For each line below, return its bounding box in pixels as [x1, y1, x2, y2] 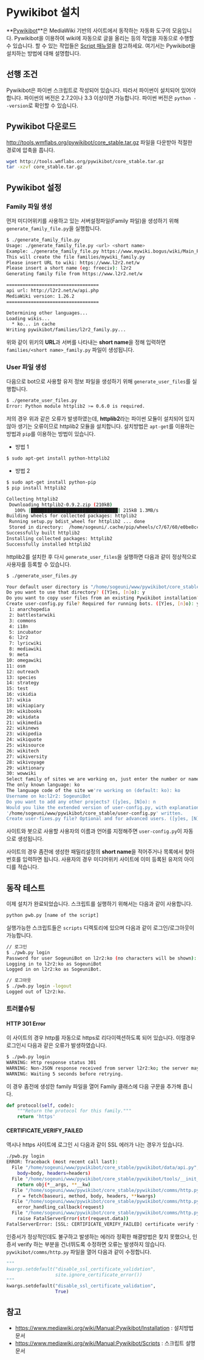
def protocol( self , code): [6, 1102, 75, 1109]
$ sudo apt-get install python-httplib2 [6, 455, 110, 461]
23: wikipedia [6, 731, 42, 737]
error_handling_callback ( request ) [17, 1204, 104, 1210]
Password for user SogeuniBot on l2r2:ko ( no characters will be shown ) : [6, 955, 197, 961]
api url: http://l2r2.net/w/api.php [6, 287, 99, 293]
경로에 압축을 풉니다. [6, 146, 55, 153]
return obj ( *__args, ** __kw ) [17, 1182, 91, 1188]
